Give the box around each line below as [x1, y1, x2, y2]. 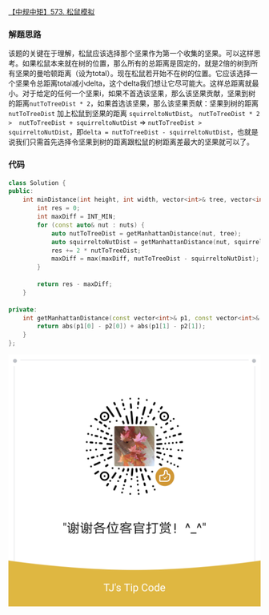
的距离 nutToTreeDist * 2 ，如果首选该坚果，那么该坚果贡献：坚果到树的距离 [8, 98, 259, 108]
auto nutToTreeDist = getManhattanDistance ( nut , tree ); [50, 229, 242, 238]
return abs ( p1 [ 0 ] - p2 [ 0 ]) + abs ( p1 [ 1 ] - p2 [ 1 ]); [37, 323, 207, 331]
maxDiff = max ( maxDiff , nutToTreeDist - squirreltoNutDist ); [50, 255, 260, 263]
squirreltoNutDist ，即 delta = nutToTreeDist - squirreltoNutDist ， [8, 127, 238, 137]
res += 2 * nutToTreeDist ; [50, 247, 142, 255]
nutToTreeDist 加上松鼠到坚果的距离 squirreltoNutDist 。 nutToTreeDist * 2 [8, 109, 260, 119]
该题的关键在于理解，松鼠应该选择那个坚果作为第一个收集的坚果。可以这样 [8, 49, 254, 58]
